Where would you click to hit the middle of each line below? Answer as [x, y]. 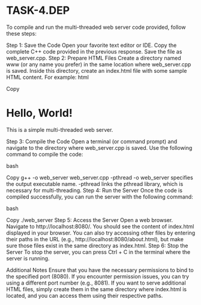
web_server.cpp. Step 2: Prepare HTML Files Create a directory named [94, 58]
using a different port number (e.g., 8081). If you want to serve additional [96, 283]
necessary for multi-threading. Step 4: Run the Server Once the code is [94, 190]
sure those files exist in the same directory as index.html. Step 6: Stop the [97, 245]
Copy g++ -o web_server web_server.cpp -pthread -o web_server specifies [100, 177]
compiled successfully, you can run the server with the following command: [100, 197]
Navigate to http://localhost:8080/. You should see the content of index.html [100, 226]
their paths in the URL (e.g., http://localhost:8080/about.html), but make [95, 239]
